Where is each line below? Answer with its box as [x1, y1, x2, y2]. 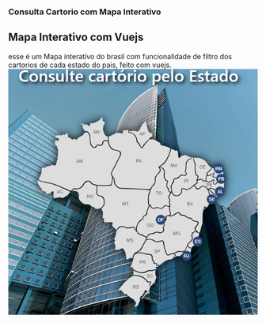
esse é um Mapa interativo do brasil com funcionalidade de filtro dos [8, 51, 232, 61]
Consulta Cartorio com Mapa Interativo [8, 6, 161, 17]
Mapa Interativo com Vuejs [8, 31, 144, 44]
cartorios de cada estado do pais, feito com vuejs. [8, 60, 172, 69]
